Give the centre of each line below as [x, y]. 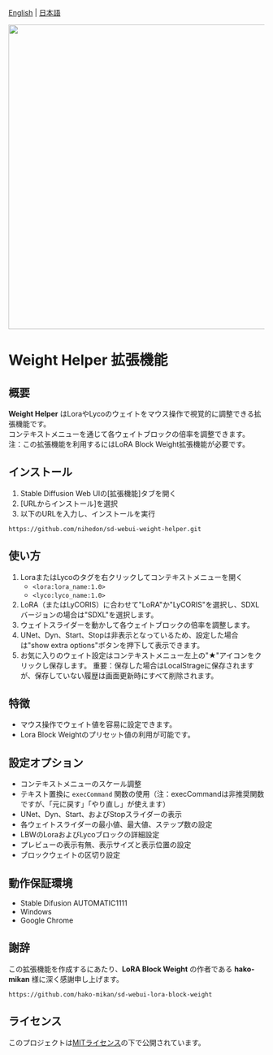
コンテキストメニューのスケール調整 [81, 784]
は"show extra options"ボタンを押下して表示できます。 [112, 645]
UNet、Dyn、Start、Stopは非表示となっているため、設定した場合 [129, 635]
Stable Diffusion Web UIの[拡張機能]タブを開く [98, 493]
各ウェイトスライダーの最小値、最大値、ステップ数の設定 [116, 824]
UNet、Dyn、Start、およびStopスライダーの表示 [101, 815]
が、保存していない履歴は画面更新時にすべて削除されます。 [119, 675]
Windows [36, 912]
